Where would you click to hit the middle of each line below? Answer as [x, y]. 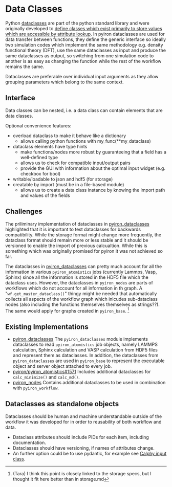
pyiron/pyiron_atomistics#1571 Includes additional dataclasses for [82, 372]
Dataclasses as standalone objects [62, 404]
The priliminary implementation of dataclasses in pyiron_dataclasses [77, 224]
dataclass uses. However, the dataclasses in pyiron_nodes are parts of [79, 282]
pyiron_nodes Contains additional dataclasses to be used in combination [89, 383]
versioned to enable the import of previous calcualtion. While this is [76, 246]
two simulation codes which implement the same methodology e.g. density [84, 45]
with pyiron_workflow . [36, 388]
